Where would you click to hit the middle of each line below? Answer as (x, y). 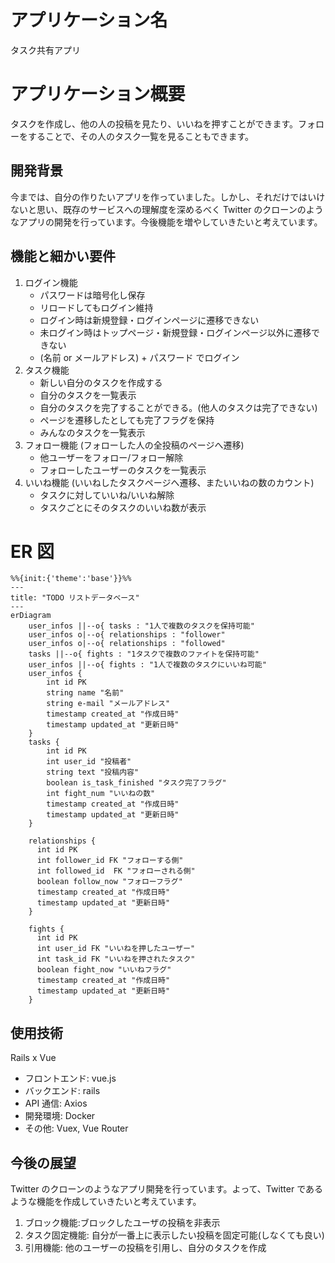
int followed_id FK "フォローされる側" (116, 871)
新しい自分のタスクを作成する (101, 382)
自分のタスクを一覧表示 (88, 395)
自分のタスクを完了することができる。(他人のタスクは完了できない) (178, 407)
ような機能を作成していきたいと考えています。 (106, 1202)
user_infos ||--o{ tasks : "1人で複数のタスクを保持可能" (141, 626)
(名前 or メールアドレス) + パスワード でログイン (139, 357)
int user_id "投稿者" (89, 762)
